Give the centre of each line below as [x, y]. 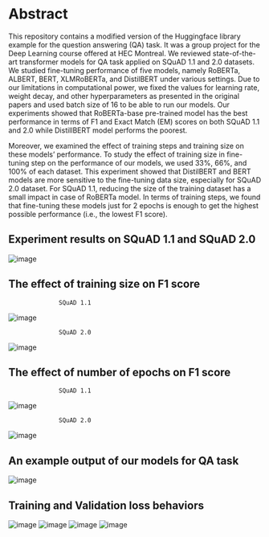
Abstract [38, 14]
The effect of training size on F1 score [104, 284]
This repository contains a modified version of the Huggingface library [124, 36]
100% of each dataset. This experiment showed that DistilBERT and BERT [130, 171]
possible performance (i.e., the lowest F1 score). [88, 214]
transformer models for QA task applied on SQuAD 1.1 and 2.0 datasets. [137, 62]
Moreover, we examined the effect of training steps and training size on [126, 146]
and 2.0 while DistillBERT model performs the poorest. [98, 130]
